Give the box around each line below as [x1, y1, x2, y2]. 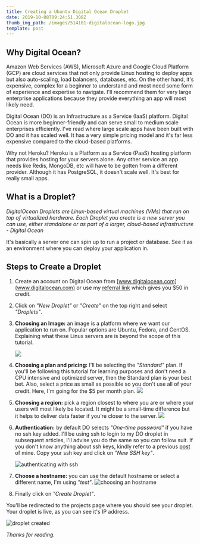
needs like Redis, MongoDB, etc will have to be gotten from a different [6, 162, 178, 170]
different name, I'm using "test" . [14, 479, 93, 486]
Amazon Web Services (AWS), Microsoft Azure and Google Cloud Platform [6, 63, 189, 70]
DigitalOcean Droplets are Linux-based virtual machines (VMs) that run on [6, 208, 189, 215]
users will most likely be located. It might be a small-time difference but [14, 405, 190, 412]
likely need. [6, 101, 35, 108]
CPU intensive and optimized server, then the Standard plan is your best [14, 374, 192, 381]
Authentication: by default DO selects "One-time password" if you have [14, 424, 193, 431]
